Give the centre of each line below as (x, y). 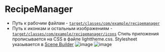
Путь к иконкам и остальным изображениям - (62, 28)
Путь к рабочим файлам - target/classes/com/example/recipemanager (86, 23)
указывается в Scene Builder (43, 44)
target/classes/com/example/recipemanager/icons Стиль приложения (85, 33)
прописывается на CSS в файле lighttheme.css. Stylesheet (75, 39)
